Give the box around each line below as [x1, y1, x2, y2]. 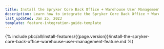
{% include [5, 34, 27, 39]
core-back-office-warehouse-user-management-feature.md [5, 39, 127, 45]
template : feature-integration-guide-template [5, 20, 102, 25]
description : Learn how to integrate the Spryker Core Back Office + [5, 12, 150, 16]
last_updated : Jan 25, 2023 [5, 16, 62, 21]
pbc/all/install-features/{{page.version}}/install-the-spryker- [28, 34, 150, 39]
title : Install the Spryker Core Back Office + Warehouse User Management [5, 7, 161, 12]
